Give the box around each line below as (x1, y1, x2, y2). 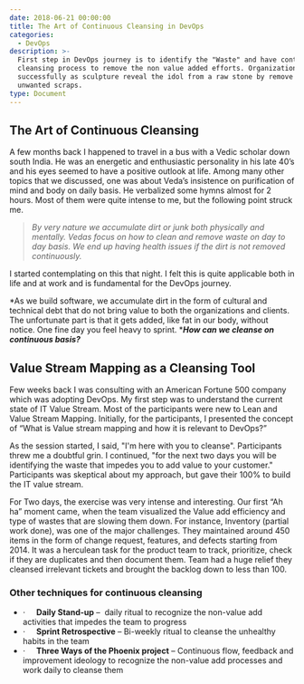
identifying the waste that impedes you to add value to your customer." (9, 459, 273, 471)
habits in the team (22, 636, 90, 647)
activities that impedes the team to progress (22, 617, 187, 628)
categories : (9, 30, 54, 39)
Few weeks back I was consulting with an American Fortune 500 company (9, 384, 287, 395)
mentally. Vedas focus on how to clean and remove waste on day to (31, 232, 286, 243)
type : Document (9, 89, 67, 98)
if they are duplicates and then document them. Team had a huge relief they (9, 554, 292, 565)
